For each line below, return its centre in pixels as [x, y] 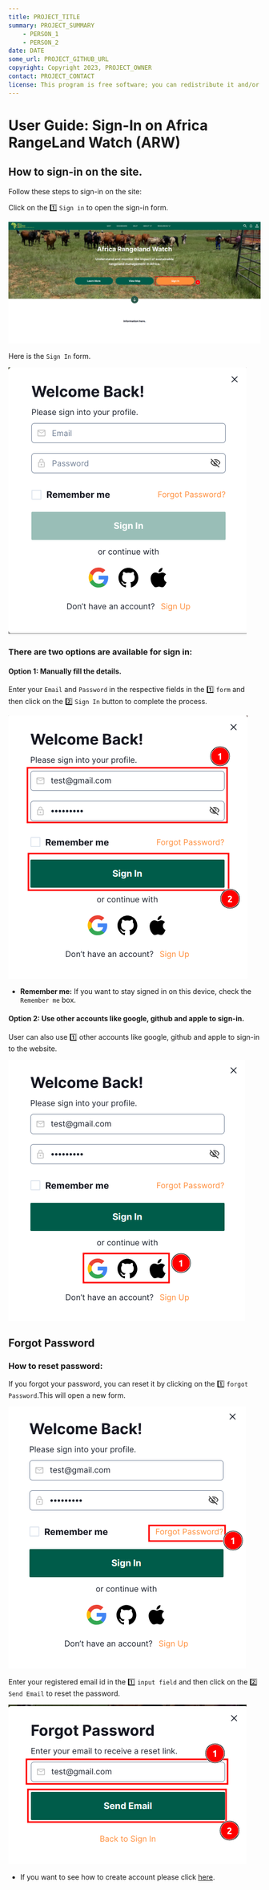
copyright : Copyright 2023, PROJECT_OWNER [80, 68]
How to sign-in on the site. [75, 172]
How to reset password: [56, 1366]
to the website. [33, 1049]
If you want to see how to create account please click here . [117, 1877]
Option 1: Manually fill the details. [65, 671]
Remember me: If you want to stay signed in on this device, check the [136, 992]
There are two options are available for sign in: [100, 652]
